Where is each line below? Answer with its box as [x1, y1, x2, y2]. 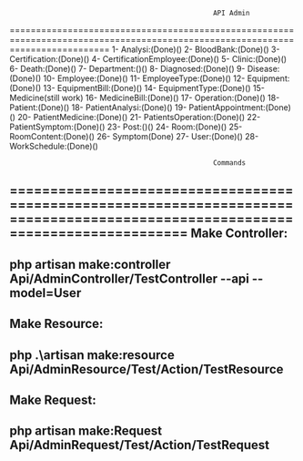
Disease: [247, 64, 280, 74]
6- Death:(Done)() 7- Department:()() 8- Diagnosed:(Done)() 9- [9, 64, 246, 74]
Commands [212, 159, 247, 168]
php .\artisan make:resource [9, 347, 175, 363]
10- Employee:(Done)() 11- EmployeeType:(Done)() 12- [43, 73, 246, 84]
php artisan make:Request [9, 424, 162, 439]
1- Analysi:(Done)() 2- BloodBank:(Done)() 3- [111, 44, 280, 55]
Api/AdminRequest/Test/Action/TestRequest [9, 437, 270, 453]
